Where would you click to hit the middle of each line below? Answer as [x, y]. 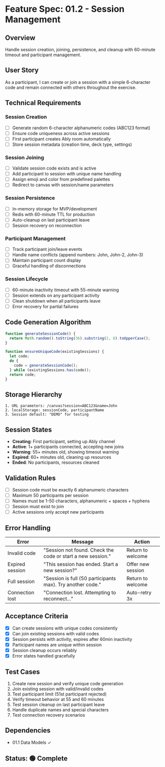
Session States [28, 430]
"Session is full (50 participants [80, 579]
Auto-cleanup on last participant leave [51, 220]
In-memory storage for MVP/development [55, 209]
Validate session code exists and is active [54, 168]
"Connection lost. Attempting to [80, 593]
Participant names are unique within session [57, 645]
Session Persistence [30, 198]
